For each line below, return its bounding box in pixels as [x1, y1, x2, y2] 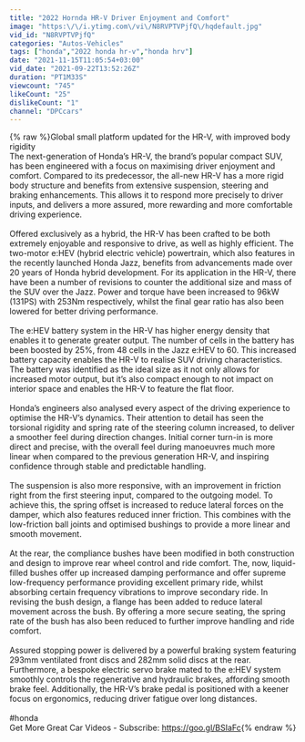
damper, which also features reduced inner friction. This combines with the [9, 510, 291, 520]
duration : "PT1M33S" [9, 73, 88, 82]
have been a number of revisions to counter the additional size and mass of [9, 277, 292, 288]
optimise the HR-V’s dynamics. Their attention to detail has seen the [9, 412, 264, 424]
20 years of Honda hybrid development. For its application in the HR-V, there [9, 267, 297, 278]
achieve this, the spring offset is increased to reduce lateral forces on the [9, 500, 284, 510]
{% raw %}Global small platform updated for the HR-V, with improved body [9, 131, 291, 142]
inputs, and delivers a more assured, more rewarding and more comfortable [9, 200, 293, 211]
